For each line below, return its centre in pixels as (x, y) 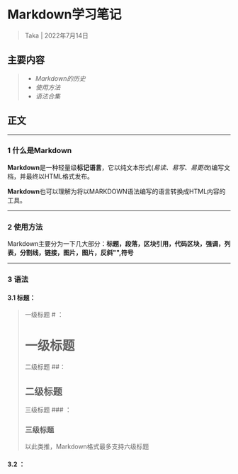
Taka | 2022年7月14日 (56, 35)
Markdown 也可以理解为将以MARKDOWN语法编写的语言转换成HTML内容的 (117, 191)
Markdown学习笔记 (64, 15)
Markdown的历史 (61, 78)
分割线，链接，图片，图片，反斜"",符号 (76, 253)
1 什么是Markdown (40, 151)
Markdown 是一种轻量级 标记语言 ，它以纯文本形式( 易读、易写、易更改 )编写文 (119, 167)
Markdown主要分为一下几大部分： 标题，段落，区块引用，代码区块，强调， (116, 244)
